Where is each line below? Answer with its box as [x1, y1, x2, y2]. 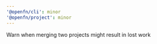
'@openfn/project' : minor [6, 14, 72, 20]
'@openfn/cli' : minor [6, 8, 61, 15]
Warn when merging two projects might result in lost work [6, 31, 151, 38]
